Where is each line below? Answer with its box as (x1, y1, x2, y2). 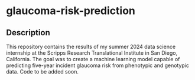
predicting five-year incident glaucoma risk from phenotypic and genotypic (6, 62, 190, 69)
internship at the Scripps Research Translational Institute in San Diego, (6, 49, 178, 56)
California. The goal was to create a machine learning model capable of (6, 56, 180, 62)
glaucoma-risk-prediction (6, 4, 136, 18)
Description (6, 28, 50, 38)
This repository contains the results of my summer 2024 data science (6, 43, 176, 50)
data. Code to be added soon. (6, 68, 79, 75)
